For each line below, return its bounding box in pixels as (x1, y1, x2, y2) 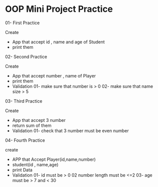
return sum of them (12, 122, 52, 128)
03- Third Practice (5, 98, 43, 104)
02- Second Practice (5, 53, 48, 60)
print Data (12, 167, 33, 173)
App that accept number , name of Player (12, 73, 96, 78)
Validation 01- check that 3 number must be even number (12, 127, 129, 134)
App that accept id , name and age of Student (12, 38, 105, 45)
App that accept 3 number (12, 117, 66, 123)
